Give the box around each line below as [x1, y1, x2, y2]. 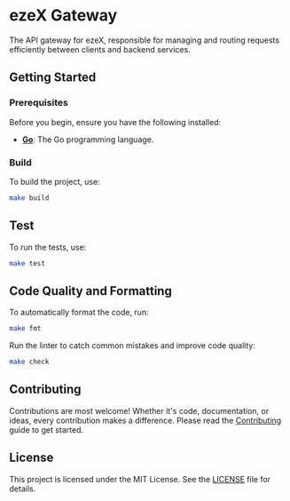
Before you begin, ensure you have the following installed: [9, 116, 222, 127]
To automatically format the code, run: [9, 307, 149, 318]
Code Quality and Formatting [9, 283, 173, 298]
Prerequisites [9, 97, 68, 109]
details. [9, 483, 36, 494]
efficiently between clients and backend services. [9, 44, 191, 54]
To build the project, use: [9, 176, 100, 187]
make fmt [9, 324, 42, 333]
